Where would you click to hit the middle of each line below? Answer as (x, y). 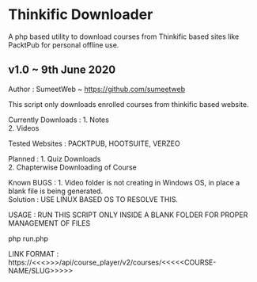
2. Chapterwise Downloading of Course (72, 167)
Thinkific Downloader (81, 15)
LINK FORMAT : (34, 253)
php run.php (28, 238)
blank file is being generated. (55, 191)
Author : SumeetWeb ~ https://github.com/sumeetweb (97, 89)
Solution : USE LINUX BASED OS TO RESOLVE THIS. (93, 199)
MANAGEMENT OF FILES (49, 223)
